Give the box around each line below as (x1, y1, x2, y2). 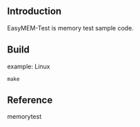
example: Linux (7, 62, 50, 70)
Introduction (7, 6, 62, 17)
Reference (7, 95, 53, 106)
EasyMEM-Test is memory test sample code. (7, 23, 134, 32)
